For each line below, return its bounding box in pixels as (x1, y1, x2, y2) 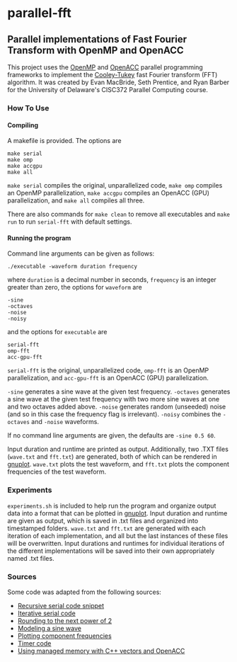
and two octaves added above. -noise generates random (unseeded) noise (7, 402, 226, 411)
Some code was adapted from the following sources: (7, 588, 161, 596)
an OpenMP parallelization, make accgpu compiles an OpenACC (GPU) (7, 189, 210, 198)
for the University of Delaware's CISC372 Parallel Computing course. (7, 86, 209, 93)
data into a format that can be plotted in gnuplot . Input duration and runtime (7, 508, 228, 518)
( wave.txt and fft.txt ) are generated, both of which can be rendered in (7, 452, 217, 461)
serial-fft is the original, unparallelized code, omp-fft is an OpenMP (7, 366, 209, 375)
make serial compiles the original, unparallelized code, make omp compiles (7, 181, 223, 190)
